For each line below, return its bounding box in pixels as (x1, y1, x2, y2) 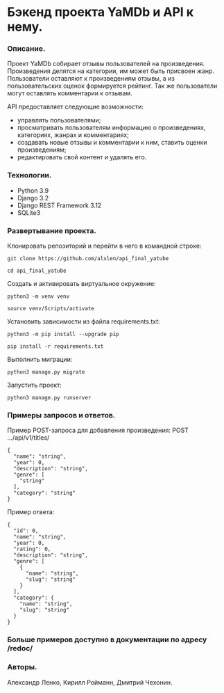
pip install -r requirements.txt (7, 343, 104, 350)
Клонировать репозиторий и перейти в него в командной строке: (7, 241, 202, 250)
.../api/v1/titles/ (7, 433, 50, 442)
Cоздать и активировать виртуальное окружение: (7, 280, 156, 288)
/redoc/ (7, 644, 33, 653)
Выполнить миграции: (7, 356, 73, 364)
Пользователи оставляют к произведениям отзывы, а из (7, 74, 175, 83)
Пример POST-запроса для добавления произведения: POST (7, 426, 189, 435)
